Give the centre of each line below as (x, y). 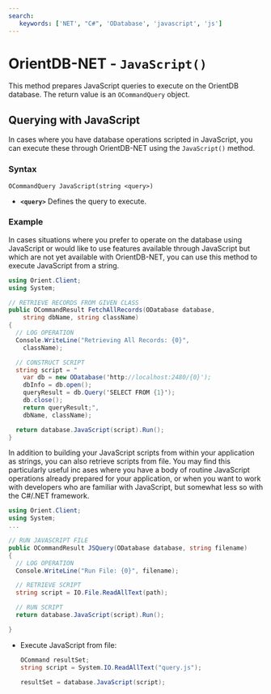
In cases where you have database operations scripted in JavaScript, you (131, 139)
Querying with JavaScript (74, 120)
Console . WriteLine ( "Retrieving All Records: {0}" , (103, 340)
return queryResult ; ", (61, 407)
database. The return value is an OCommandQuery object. (99, 95)
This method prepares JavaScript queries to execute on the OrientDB (123, 86)
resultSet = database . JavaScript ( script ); (93, 682)
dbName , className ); (57, 415)
